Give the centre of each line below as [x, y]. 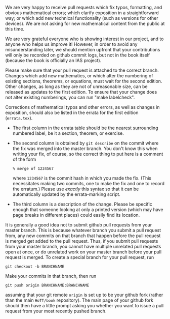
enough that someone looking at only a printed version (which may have [88, 210]
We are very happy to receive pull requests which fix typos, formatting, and [84, 7]
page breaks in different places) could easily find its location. [76, 215]
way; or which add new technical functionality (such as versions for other [82, 18]
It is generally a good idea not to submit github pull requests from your [79, 225]
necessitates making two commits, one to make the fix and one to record [89, 183]
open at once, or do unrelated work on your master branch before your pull [83, 252]
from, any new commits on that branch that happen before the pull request [83, 236]
